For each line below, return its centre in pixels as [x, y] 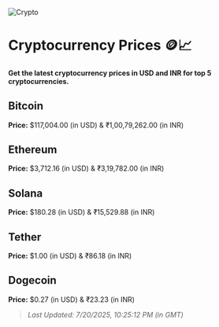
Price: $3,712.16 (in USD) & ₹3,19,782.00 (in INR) [86, 168]
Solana [26, 193]
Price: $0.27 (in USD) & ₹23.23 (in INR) [72, 299]
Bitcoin [26, 106]
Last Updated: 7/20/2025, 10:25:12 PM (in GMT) [105, 314]
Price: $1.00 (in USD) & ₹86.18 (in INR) [70, 256]
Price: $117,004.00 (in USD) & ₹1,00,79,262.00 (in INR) [96, 125]
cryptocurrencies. [39, 81]
